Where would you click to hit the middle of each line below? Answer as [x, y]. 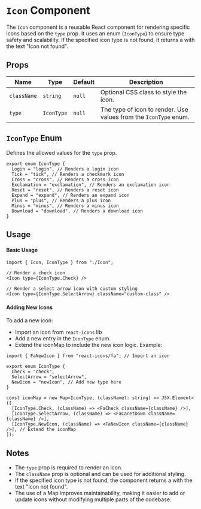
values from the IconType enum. [145, 116]
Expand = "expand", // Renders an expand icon [71, 195]
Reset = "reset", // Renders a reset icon [65, 190]
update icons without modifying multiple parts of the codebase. [93, 499]
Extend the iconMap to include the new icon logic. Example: [89, 345]
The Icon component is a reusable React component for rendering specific [98, 27]
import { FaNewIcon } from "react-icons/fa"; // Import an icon [88, 356]
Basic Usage [22, 250]
